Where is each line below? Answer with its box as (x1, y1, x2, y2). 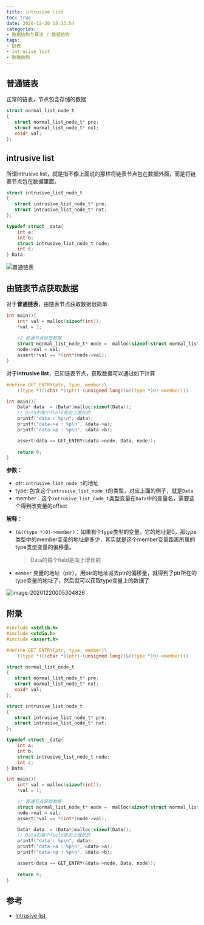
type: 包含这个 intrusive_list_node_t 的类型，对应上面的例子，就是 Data (15, 487, 194, 494)
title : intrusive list (6, 9, 64, 15)
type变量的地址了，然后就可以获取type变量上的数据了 (15, 577, 150, 584)
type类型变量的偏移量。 (15, 544, 75, 551)
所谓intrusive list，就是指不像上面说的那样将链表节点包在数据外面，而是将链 (6, 170, 196, 177)
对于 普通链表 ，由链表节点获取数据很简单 (6, 300, 107, 308)
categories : (6, 26, 36, 32)
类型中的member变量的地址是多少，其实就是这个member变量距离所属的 (15, 536, 195, 543)
